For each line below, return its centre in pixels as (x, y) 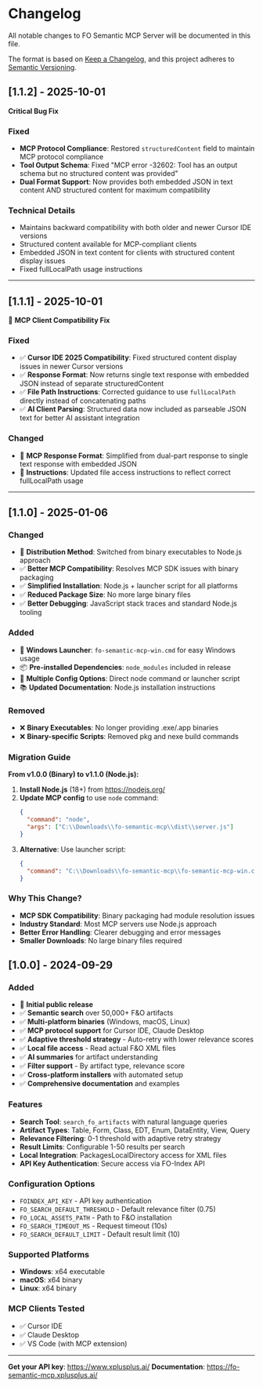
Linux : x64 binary (48, 1288)
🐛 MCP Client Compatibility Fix (59, 320)
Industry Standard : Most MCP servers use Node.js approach (118, 924)
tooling (31, 613)
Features (25, 1104)
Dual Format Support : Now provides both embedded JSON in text (126, 182)
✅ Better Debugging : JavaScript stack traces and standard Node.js (128, 604)
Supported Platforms (49, 1254)
